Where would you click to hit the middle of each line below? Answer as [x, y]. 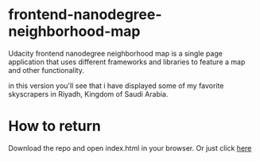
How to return [55, 126]
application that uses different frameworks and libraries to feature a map [127, 62]
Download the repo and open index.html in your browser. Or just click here [130, 148]
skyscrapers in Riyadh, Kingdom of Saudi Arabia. [88, 94]
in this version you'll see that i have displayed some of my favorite [116, 86]
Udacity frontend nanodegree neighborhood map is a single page [115, 53]
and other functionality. [47, 70]
